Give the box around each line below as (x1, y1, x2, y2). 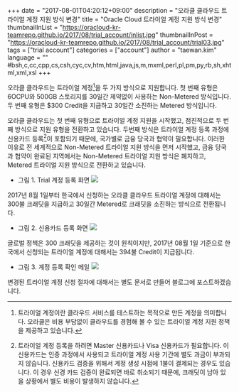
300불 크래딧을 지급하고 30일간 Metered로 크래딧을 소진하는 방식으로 (7, 200, 201, 208)
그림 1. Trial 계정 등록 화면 (17, 176, 90, 185)
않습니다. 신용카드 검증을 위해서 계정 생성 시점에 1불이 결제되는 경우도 (25, 359, 218, 368)
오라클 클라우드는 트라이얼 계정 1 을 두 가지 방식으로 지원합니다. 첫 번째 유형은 (7, 82, 218, 92)
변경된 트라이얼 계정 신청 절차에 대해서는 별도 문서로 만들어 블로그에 (7, 278, 196, 286)
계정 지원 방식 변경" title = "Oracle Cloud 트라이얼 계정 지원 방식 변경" (26, 15, 223, 23)
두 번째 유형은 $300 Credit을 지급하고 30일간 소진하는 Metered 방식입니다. (7, 101, 217, 109)
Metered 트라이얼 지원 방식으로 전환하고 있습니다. (7, 160, 146, 169)
